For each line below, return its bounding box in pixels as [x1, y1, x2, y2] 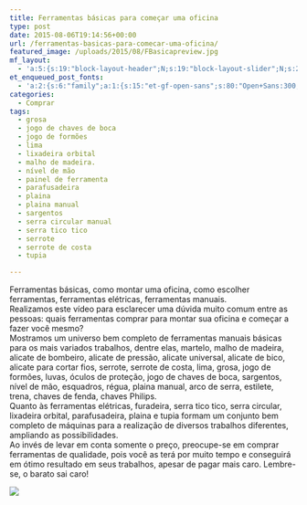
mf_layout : [9, 56, 51, 65]
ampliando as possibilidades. [9, 430, 119, 441]
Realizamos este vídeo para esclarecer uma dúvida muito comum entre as [9, 303, 288, 315]
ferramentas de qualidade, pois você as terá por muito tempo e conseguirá [9, 449, 291, 460]
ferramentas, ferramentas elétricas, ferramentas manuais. [9, 294, 228, 305]
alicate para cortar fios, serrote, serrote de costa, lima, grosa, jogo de [9, 362, 271, 373]
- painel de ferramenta [17, 174, 108, 184]
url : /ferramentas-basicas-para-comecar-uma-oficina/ [9, 38, 219, 48]
